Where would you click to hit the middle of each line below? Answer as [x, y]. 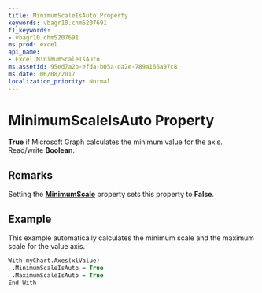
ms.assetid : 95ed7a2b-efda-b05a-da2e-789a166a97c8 [93, 67]
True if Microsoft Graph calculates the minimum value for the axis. [115, 142]
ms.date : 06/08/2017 [42, 74]
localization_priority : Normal [59, 81]
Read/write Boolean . [41, 150]
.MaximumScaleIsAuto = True [57, 275]
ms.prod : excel [33, 45]
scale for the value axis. [46, 247]
